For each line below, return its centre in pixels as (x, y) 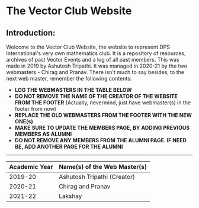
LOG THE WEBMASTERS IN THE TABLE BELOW (73, 90)
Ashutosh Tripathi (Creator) (97, 177)
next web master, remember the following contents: (69, 79)
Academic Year (31, 167)
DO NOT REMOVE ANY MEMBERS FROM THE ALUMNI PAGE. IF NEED (100, 140)
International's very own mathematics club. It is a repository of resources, (96, 53)
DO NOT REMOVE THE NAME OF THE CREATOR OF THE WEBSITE (96, 96)
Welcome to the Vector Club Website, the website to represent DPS (88, 47)
